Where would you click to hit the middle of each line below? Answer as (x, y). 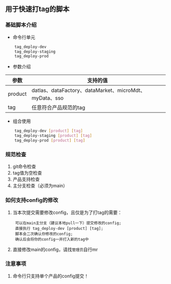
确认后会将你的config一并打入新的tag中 (52, 239)
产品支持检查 (26, 179)
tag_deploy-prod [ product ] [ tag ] (50, 140)
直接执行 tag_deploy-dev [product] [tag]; (59, 228)
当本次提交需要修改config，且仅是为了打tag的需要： (67, 212)
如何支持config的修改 (32, 200)
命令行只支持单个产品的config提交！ (51, 276)
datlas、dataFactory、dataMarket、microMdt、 (89, 90)
